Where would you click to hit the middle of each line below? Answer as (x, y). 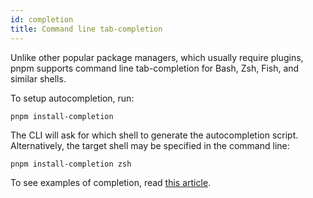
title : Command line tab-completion (86, 29)
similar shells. (38, 78)
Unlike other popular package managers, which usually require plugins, (157, 57)
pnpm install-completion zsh (71, 164)
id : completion (42, 19)
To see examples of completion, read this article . (111, 182)
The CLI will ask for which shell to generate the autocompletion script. (154, 135)
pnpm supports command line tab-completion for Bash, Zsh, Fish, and (155, 68)
